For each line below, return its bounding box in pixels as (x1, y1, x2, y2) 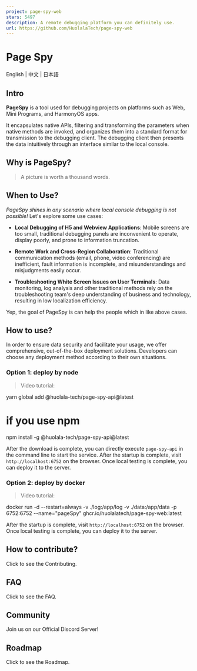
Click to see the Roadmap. (6, 659, 70, 666)
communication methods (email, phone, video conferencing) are (14, 254, 171, 261)
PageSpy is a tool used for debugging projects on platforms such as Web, (6, 104, 185, 111)
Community (6, 610, 51, 620)
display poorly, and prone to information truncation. (14, 236, 139, 243)
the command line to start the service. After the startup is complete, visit (6, 451, 182, 458)
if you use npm (6, 414, 81, 427)
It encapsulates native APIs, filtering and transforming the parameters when (6, 122, 189, 129)
